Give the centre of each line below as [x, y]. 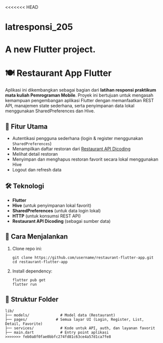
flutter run [24, 284]
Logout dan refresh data [37, 170]
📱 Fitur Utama [26, 126]
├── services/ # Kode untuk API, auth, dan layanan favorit [80, 328]
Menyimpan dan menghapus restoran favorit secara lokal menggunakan [85, 159]
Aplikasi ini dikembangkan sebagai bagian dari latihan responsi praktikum [81, 90]
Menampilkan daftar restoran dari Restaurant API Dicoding [71, 149]
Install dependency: [32, 271]
